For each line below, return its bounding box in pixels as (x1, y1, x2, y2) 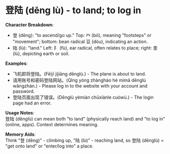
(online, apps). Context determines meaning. (5, 121, 99, 127)
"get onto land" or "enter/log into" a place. (5, 143, 94, 149)
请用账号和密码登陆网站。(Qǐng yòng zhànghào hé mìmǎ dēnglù (12, 77, 146, 83)
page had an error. (12, 100, 52, 106)
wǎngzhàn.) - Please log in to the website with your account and (12, 83, 148, 89)
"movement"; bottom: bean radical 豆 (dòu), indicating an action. (12, 38, 148, 45)
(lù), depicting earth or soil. (12, 50, 70, 56)
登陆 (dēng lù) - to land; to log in (5, 5, 142, 16)
